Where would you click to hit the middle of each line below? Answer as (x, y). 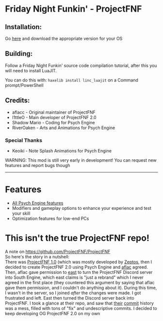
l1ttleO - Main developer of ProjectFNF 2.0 (54, 117)
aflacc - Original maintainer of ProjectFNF (54, 112)
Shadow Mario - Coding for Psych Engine (54, 122)
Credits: (17, 101)
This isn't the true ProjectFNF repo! (77, 238)
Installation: (24, 27)
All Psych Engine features (38, 203)
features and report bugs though (38, 165)
